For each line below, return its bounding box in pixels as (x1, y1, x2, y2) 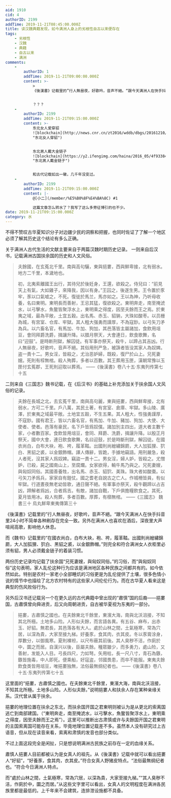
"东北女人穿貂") (32, 135, 63, 140)
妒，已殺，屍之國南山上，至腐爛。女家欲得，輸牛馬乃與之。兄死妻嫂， (17, 462, 165, 468)
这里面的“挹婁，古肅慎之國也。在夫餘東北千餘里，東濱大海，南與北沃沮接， (5, 680, 164, 686)
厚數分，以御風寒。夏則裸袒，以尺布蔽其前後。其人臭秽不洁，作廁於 (17, 638, 161, 643)
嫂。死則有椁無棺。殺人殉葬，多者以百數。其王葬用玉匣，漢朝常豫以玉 (17, 357, 165, 363)
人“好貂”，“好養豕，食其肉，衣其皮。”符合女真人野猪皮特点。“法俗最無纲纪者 (5, 758, 164, 763)
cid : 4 (5, 12, 19, 17)
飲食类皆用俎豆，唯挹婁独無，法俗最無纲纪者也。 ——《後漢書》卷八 (17, 663, 162, 669)
